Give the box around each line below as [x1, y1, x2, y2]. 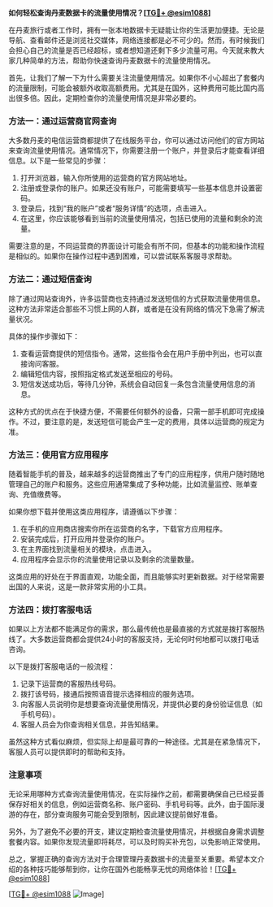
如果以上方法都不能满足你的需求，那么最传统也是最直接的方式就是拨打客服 [8, 624, 258, 634]
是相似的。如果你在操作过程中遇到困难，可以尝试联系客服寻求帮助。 [8, 251, 236, 261]
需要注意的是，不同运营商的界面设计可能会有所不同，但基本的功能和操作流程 [8, 241, 265, 251]
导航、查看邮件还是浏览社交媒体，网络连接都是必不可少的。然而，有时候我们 [8, 36, 265, 45]
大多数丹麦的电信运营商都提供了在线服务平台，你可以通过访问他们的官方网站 [8, 136, 265, 145]
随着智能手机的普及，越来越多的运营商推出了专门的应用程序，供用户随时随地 [8, 469, 265, 479]
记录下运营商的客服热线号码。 [19, 679, 120, 689]
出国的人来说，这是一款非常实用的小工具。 [8, 581, 151, 592]
